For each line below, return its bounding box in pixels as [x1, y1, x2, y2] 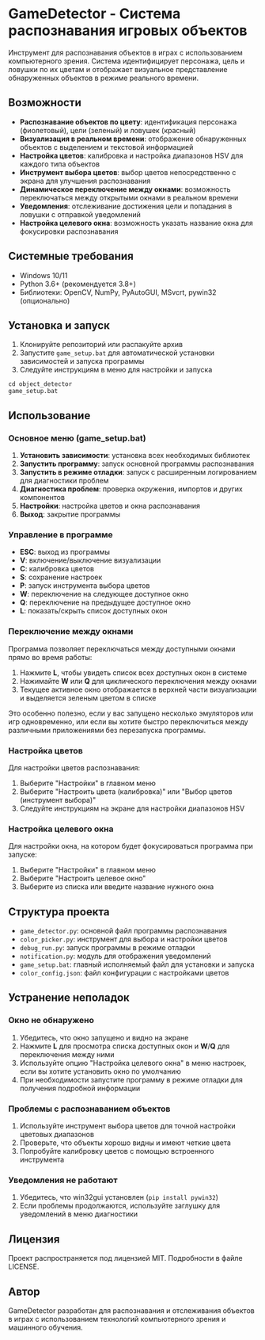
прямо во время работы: [8, 652, 93, 662]
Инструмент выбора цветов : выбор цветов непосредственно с [19, 167, 237, 177]
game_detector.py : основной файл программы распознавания [19, 926, 228, 936]
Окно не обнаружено [8, 1015, 95, 1026]
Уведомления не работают [8, 1174, 118, 1185]
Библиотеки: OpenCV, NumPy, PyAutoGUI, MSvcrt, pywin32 [19, 287, 217, 297]
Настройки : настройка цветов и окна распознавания [19, 501, 200, 511]
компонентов [19, 493, 66, 502]
